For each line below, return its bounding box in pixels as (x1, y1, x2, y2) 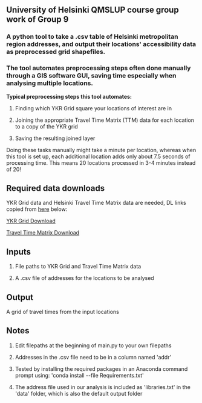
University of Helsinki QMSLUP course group (6, 5, 180, 15)
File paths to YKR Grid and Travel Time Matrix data (15, 263, 142, 270)
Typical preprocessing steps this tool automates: (6, 93, 132, 100)
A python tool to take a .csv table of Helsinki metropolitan (6, 33, 178, 41)
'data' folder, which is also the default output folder (15, 390, 143, 397)
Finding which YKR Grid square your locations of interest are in (15, 104, 172, 112)
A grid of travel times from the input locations (6, 308, 119, 316)
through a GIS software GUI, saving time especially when (6, 72, 177, 80)
